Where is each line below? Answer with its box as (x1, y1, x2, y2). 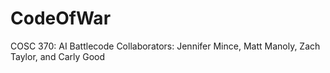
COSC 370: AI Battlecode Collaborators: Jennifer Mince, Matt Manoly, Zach (10, 40, 321, 52)
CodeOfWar (10, 7, 112, 30)
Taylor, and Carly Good (10, 50, 106, 62)
